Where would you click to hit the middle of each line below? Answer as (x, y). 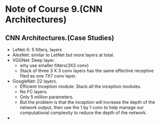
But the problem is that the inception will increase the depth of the (87, 102)
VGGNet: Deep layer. (34, 60)
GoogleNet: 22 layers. (35, 81)
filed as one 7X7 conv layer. (48, 76)
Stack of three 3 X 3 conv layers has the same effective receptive (87, 71)
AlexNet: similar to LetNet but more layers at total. (63, 55)
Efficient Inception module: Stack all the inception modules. (80, 86)
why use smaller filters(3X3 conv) (54, 65)
